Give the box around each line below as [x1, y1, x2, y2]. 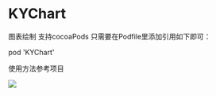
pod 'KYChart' [8, 47, 55, 57]
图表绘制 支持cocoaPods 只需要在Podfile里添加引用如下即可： [8, 31, 211, 41]
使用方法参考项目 [8, 64, 64, 73]
